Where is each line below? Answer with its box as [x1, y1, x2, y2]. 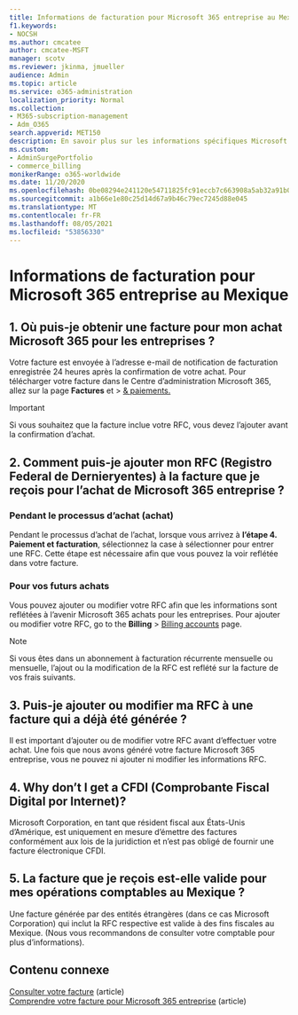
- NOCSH [9, 29, 38, 38]
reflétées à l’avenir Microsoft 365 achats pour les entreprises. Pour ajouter [9, 610, 281, 620]
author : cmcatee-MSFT [9, 46, 90, 55]
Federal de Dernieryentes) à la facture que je [9, 468, 260, 484]
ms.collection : [9, 104, 66, 113]
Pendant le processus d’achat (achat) [9, 509, 175, 522]
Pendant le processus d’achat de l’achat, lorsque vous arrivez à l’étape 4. [9, 530, 278, 540]
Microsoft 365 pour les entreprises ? [9, 334, 216, 349]
